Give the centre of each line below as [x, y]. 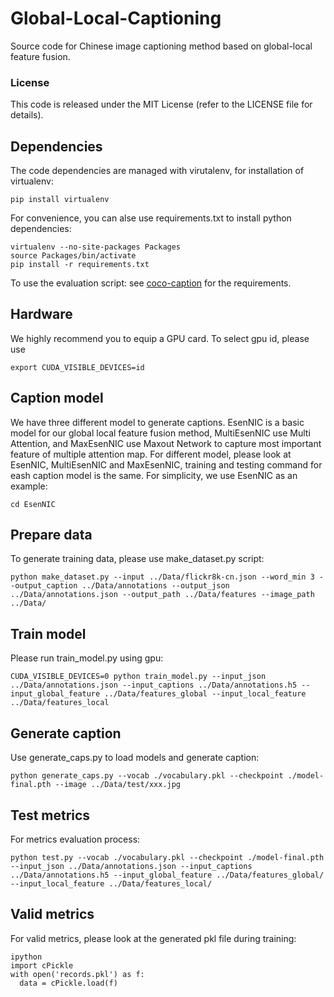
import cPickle [42, 965]
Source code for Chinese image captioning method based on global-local [161, 46]
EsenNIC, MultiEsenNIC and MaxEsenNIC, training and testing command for [166, 464]
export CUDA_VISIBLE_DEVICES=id [77, 367]
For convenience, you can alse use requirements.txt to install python [151, 218]
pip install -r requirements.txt [80, 265]
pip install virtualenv [60, 200]
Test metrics [50, 815]
